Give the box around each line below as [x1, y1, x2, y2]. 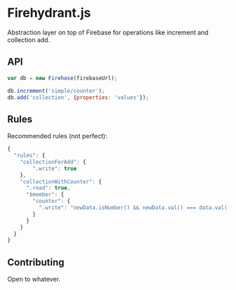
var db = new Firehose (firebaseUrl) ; [7, 74, 118, 81]
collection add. [7, 35, 51, 44]
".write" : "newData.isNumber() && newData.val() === [38, 204, 197, 211]
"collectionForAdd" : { [20, 158, 86, 166]
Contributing [7, 256, 65, 268]
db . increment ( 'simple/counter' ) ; [7, 87, 105, 94]
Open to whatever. [7, 275, 61, 284]
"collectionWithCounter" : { [20, 178, 102, 185]
